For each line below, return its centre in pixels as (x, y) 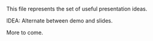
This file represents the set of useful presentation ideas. (77, 9)
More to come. (25, 32)
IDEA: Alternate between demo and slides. (60, 20)
